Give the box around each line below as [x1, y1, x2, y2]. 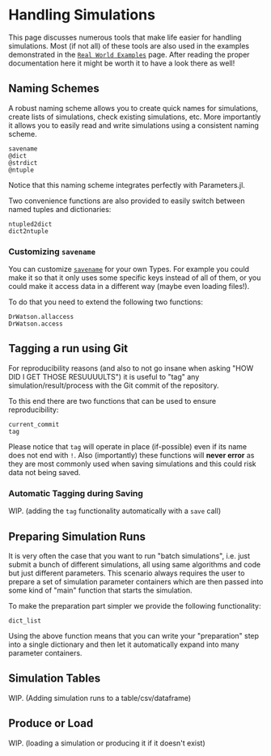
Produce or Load [8, 716, 94, 730]
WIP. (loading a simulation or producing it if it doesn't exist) [8, 738, 206, 748]
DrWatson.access [8, 320, 63, 329]
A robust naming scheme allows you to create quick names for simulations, [8, 103, 259, 113]
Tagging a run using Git [8, 342, 129, 355]
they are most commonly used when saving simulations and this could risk [8, 459, 256, 469]
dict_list [8, 617, 42, 625]
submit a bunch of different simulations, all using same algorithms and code [8, 559, 261, 569]
